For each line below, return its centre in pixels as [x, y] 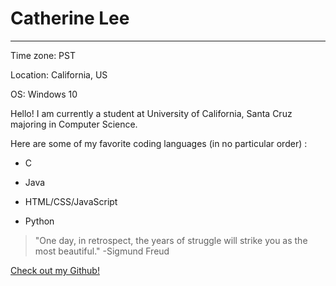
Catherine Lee [70, 18]
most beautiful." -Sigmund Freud [102, 251]
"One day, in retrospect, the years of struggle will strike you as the [171, 240]
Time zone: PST [43, 55]
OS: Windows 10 [44, 94]
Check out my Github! [55, 270]
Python [39, 221]
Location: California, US [59, 74]
